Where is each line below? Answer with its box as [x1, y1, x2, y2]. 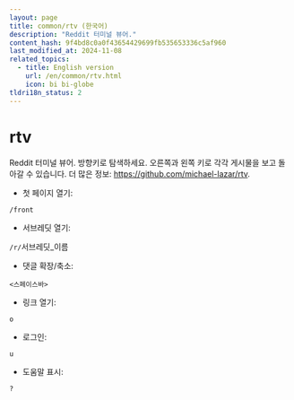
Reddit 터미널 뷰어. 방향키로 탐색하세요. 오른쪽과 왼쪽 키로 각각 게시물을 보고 [9, 158, 276, 169]
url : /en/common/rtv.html [25, 72, 123, 81]
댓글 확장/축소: [22, 261, 74, 272]
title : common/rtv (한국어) [9, 22, 109, 30]
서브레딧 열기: [22, 222, 72, 233]
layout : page [9, 13, 58, 22]
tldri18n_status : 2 [9, 88, 82, 97]
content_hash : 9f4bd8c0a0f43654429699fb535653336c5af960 [9, 38, 227, 48]
